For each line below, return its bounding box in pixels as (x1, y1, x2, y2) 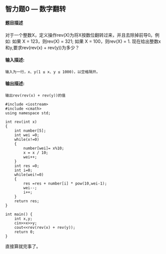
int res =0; (14, 163, 39, 168)
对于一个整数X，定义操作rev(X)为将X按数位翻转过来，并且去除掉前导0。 (5, 32, 155, 38)
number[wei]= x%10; (23, 146, 65, 151)
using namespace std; (5, 111, 51, 116)
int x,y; (14, 216, 33, 221)
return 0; (14, 229, 35, 234)
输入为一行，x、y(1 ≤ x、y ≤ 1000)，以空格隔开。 (5, 69, 100, 74)
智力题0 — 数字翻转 (5, 5, 67, 14)
